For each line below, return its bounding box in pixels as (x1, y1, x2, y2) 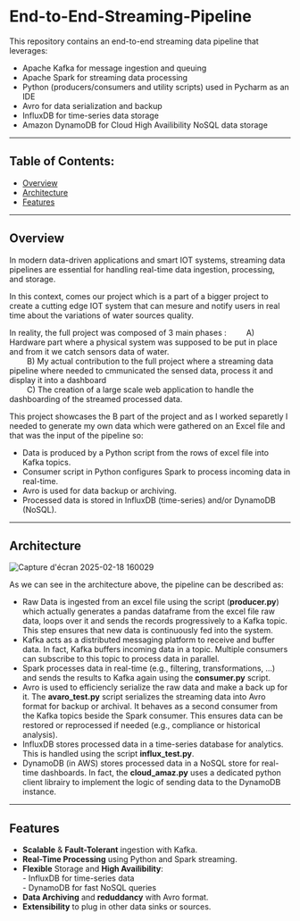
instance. (21, 786, 56, 797)
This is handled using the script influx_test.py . (21, 749, 195, 759)
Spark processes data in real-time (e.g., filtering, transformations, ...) (21, 663, 276, 674)
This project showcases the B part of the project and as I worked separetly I (9, 411, 288, 422)
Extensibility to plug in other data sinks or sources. (21, 901, 212, 912)
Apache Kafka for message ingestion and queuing (21, 63, 207, 73)
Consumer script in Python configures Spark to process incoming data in (21, 466, 291, 477)
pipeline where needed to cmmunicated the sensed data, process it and (9, 364, 274, 376)
